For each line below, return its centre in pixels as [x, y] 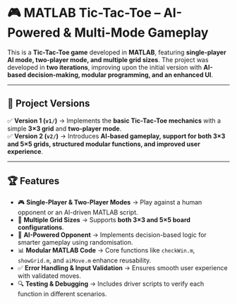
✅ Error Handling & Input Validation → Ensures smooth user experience [122, 267]
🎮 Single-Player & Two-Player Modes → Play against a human [110, 202]
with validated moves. [49, 276]
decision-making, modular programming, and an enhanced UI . [120, 75]
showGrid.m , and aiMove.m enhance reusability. [84, 260]
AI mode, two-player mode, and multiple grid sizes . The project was [108, 59]
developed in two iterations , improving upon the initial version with [105, 67]
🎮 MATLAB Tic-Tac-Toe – [84, 13]
